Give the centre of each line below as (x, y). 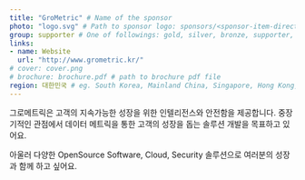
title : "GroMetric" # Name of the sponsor (91, 18)
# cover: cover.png (46, 69)
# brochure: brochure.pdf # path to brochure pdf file (115, 77)
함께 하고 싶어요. (48, 165)
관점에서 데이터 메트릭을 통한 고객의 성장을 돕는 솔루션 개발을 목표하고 (157, 124)
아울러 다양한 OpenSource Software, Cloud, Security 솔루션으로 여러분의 (142, 155)
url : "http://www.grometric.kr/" (81, 60)
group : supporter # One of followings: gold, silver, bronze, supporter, (152, 35)
